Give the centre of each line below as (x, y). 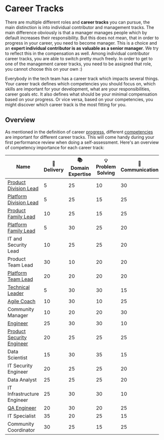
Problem (106, 167)
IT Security (20, 365)
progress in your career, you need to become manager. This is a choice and (81, 43)
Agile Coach (21, 301)
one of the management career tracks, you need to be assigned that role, (79, 64)
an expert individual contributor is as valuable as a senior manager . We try (82, 48)
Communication (139, 170)
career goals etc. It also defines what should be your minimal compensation (81, 94)
